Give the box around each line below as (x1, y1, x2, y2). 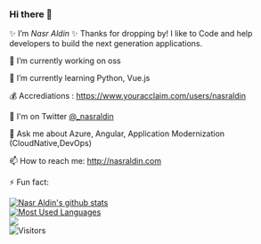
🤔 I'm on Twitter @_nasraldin (9, 111, 114, 122)
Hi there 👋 (9, 8, 53, 20)
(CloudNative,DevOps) (9, 138, 92, 149)
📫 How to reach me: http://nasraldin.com (9, 156, 162, 167)
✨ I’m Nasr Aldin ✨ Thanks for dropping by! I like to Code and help (9, 28, 253, 39)
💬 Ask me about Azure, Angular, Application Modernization (9, 128, 225, 139)
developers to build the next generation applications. (9, 38, 203, 49)
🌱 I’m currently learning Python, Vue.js (9, 73, 151, 84)
